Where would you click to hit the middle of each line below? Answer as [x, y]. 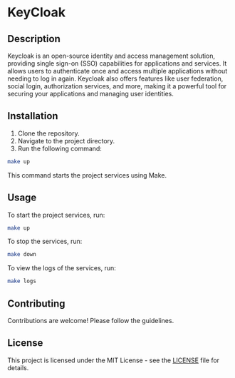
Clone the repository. [48, 133]
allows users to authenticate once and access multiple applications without [117, 71]
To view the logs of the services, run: [62, 268]
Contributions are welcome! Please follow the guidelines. [91, 320]
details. [18, 367]
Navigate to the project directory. [66, 141]
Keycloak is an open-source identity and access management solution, [111, 56]
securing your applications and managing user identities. [91, 94]
